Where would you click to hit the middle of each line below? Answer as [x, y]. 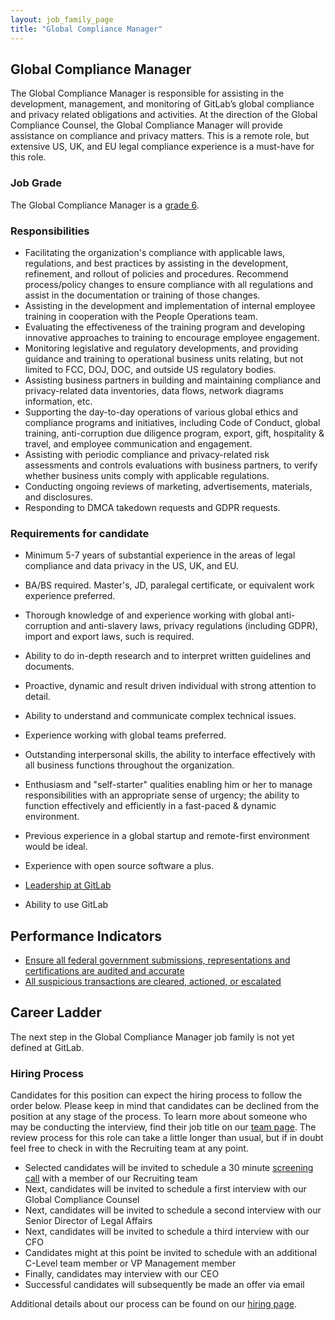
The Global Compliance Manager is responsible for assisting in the [147, 93]
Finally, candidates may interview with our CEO [122, 1274]
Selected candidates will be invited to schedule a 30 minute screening [169, 1168]
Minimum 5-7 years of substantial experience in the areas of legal [160, 555]
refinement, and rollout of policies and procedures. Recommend [156, 273]
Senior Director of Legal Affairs [88, 1221]
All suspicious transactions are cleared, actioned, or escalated [153, 982]
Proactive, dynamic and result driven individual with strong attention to [170, 686]
